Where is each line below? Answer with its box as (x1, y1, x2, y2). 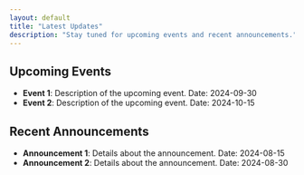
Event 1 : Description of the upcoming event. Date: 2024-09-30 (22, 88, 258, 99)
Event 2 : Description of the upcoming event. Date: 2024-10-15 (22, 97, 255, 109)
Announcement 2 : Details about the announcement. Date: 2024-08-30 (22, 158, 289, 168)
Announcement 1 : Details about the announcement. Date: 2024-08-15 (22, 148, 285, 159)
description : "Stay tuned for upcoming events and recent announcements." (9, 30, 298, 39)
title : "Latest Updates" (9, 22, 103, 31)
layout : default (9, 13, 71, 23)
